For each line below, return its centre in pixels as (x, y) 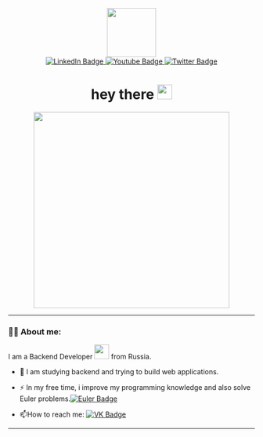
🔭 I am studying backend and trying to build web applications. (119, 372)
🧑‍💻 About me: (35, 331)
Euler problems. (45, 399)
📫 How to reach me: (52, 414)
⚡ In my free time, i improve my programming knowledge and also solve (135, 388)
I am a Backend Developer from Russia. (80, 357)
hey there (123, 95)
